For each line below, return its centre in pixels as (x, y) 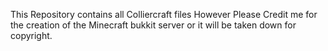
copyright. (31, 35)
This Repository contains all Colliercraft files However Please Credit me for (164, 14)
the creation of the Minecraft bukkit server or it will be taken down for (153, 25)
